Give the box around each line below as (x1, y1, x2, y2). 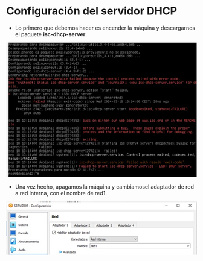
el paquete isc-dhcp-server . (14, 30, 88, 37)
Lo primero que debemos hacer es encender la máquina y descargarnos (14, 24, 196, 31)
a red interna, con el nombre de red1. (14, 189, 108, 197)
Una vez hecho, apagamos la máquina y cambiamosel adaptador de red (14, 183, 195, 190)
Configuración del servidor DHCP (6, 4, 177, 18)
